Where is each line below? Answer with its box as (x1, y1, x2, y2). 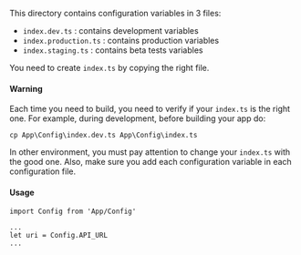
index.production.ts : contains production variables (22, 36, 220, 46)
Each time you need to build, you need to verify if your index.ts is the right (9, 104, 290, 115)
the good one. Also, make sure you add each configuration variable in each (9, 157, 292, 168)
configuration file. (9, 166, 76, 177)
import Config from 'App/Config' (9, 207, 137, 217)
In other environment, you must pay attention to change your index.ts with (9, 147, 291, 158)
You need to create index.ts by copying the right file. (9, 63, 210, 73)
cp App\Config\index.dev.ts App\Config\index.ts (9, 131, 198, 140)
